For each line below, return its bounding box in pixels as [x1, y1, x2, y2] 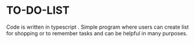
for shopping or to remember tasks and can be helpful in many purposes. [6, 29, 188, 36]
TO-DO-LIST [6, 4, 70, 17]
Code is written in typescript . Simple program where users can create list [6, 23, 189, 30]
